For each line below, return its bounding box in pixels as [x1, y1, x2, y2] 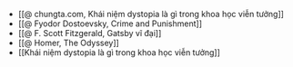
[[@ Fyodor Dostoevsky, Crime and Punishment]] [17, 18, 203, 29]
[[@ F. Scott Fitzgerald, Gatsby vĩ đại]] [17, 28, 162, 38]
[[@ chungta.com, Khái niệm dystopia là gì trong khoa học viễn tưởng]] [17, 9, 285, 19]
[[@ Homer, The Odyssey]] [17, 37, 120, 48]
